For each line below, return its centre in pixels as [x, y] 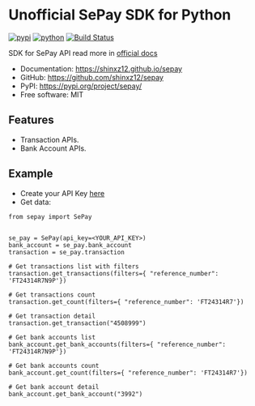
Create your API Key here [62, 193]
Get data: [35, 202]
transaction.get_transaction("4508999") [78, 323]
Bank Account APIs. [53, 148]
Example [31, 174]
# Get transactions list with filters [74, 266]
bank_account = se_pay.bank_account [70, 245]
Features [31, 120]
